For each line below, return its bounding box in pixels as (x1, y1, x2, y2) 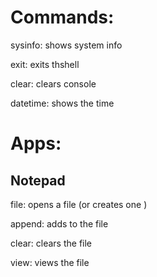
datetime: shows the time (10, 97, 115, 109)
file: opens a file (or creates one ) (10, 198, 148, 210)
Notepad (10, 172, 66, 189)
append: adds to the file (10, 217, 109, 230)
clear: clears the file (10, 237, 93, 249)
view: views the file (10, 256, 90, 268)
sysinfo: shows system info (10, 39, 123, 51)
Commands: (10, 6, 115, 29)
